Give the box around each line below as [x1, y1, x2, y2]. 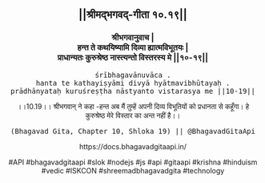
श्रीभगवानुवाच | [111, 32, 155, 43]
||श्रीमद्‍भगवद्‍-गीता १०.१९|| [78, 8, 188, 22]
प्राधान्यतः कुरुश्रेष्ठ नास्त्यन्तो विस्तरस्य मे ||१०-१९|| [57, 52, 209, 63]
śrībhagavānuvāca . [94, 70, 171, 79]
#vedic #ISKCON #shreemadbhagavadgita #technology [41, 165, 225, 175]
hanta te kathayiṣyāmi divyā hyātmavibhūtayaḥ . [35, 78, 231, 87]
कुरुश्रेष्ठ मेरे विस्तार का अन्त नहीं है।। [85, 110, 181, 120]
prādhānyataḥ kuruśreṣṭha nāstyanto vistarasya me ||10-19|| [10, 86, 256, 96]
